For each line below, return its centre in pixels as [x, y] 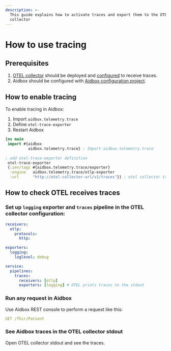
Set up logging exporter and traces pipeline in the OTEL [75, 208]
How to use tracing [46, 45]
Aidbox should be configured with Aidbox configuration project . [79, 81]
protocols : [26, 234]
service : [15, 266]
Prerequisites [27, 63]
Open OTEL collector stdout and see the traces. [55, 343]
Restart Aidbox [28, 130]
